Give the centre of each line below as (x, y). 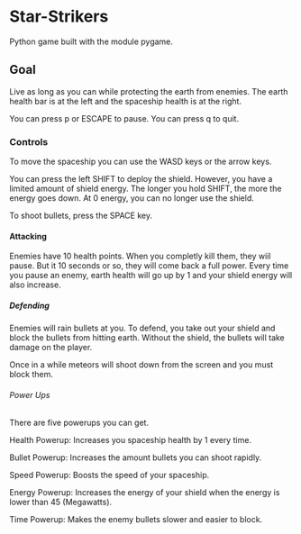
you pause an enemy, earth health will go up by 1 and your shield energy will (151, 276)
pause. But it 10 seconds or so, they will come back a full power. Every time (149, 266)
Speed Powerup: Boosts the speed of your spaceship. (109, 475)
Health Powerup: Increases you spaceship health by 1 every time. (131, 440)
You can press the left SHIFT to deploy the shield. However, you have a (141, 179)
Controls (29, 141)
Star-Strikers (59, 17)
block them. (32, 375)
